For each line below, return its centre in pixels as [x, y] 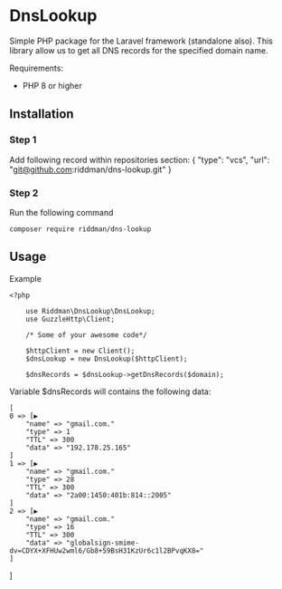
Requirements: [36, 68]
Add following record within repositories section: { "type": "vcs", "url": [140, 159]
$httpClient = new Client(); [80, 351]
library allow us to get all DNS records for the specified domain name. [139, 50]
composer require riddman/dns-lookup [80, 229]
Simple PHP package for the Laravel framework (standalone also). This [141, 41]
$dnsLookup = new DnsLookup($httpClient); [107, 359]
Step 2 [24, 193]
